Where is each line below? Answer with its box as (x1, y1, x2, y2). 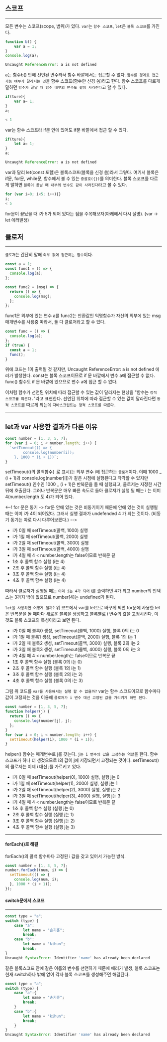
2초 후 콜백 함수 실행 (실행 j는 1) (12, 812, 74, 818)
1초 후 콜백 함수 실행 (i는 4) (12, 558, 65, 564)
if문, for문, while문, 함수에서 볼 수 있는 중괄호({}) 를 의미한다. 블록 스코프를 (5, 175, 149, 181)
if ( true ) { (5, 343, 30, 347)
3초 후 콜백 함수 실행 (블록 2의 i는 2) (12, 672, 83, 678)
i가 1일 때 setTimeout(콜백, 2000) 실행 (12, 533, 88, 539)
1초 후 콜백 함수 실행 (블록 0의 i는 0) (12, 659, 82, 665)
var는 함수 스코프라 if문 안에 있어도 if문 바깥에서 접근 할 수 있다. (5, 127, 128, 133)
